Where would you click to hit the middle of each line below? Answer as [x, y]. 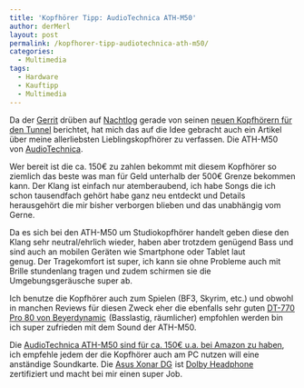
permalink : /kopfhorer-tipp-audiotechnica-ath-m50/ [109, 43]
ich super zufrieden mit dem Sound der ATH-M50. [103, 327]
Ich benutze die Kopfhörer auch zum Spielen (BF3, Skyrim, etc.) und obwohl [152, 298]
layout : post [34, 35]
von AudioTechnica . [46, 149]
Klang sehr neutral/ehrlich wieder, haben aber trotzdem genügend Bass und [152, 242]
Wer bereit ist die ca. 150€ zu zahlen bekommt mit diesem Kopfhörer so [143, 166]
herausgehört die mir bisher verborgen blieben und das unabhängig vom [145, 204]
